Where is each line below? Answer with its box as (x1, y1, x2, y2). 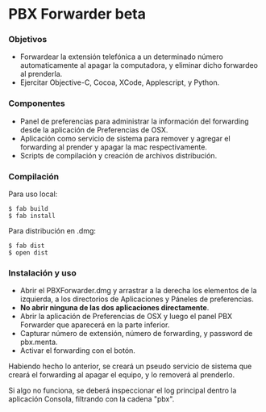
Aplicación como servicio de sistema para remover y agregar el (19, 133, 231, 143)
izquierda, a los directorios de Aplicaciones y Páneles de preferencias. (19, 294, 254, 304)
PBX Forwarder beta (8, 5, 147, 23)
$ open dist (8, 249, 48, 257)
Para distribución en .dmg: (8, 226, 97, 236)
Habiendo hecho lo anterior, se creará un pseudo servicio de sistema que (8, 361, 252, 372)
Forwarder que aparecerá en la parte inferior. (19, 320, 170, 330)
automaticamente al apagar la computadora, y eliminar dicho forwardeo (19, 61, 259, 70)
